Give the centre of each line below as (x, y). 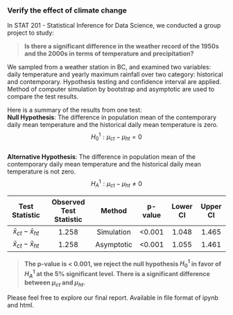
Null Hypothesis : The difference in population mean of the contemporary (112, 117)
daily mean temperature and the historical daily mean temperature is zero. (113, 125)
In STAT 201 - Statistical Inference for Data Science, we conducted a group (114, 26)
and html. (21, 305)
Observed (68, 202)
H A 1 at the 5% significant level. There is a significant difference (117, 274)
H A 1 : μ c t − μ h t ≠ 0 (116, 184)
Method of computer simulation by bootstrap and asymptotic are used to (111, 90)
